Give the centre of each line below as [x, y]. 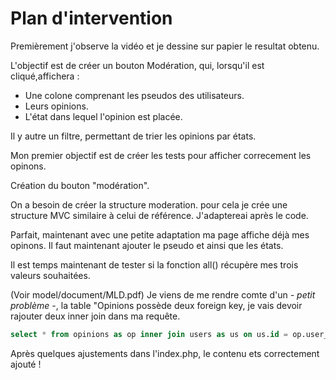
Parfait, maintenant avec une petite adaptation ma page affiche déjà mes [160, 234]
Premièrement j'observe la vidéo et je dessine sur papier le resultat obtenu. [165, 46]
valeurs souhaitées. [50, 275]
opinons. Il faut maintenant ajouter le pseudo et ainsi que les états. [147, 245]
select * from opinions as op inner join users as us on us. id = [149, 334]
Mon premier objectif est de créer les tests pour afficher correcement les [161, 155]
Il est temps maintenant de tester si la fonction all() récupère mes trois [154, 264]
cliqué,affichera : [45, 76]
